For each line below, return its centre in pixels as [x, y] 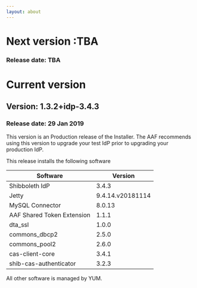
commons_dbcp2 [34, 234]
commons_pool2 [33, 244]
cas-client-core [32, 253]
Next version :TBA [52, 41]
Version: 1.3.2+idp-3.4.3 [53, 107]
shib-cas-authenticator [43, 264]
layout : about [24, 12]
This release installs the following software [59, 161]
